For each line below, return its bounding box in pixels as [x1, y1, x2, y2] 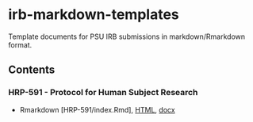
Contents [8, 63, 56, 77]
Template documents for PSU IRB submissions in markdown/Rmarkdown [8, 32, 246, 41]
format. [8, 40, 33, 49]
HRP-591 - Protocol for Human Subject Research [8, 87, 198, 98]
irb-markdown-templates [8, 6, 180, 24]
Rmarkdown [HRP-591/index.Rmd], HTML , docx [19, 105, 176, 114]
